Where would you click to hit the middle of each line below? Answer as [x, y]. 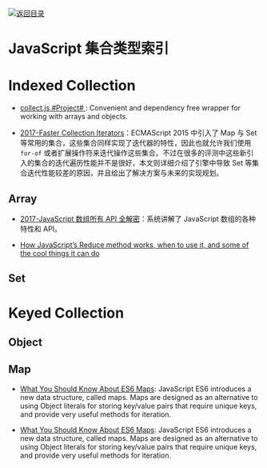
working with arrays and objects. [74, 117]
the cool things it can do [60, 253]
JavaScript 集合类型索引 [89, 49]
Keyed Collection [66, 313]
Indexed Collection [72, 86]
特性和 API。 [41, 229]
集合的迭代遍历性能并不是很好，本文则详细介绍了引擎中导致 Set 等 [143, 163]
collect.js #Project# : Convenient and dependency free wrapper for [130, 108]
